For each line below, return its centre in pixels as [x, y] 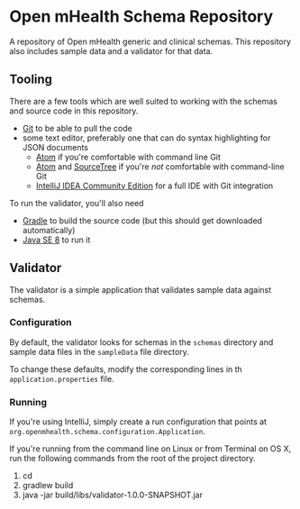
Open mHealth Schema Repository [141, 17]
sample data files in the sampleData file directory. [99, 351]
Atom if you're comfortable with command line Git [128, 157]
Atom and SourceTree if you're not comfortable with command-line [160, 166]
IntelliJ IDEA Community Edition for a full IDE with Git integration [155, 186]
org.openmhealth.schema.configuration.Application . [107, 432]
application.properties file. [62, 378]
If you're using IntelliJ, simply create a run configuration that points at [138, 422]
